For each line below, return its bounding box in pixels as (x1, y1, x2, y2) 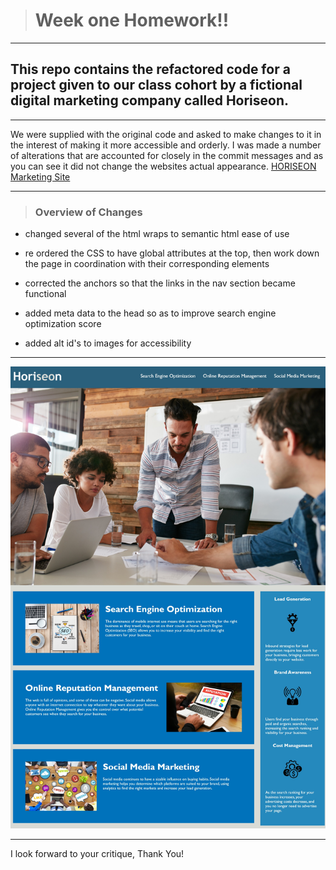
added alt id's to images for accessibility (24, 337, 192, 349)
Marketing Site (10, 170, 71, 183)
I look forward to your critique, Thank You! (10, 848, 185, 860)
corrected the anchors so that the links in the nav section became (24, 277, 296, 289)
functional (24, 288, 67, 300)
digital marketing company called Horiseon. (10, 92, 290, 109)
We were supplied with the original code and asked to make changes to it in (10, 128, 322, 140)
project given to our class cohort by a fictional (10, 77, 303, 94)
